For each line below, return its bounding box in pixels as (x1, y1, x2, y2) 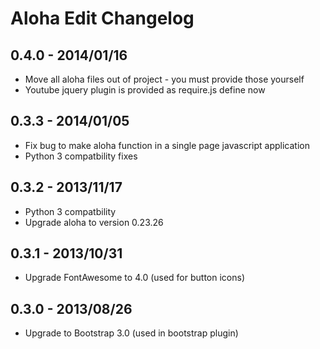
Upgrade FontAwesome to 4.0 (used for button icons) (24, 272, 245, 284)
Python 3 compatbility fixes (24, 150, 138, 162)
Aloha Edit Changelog (10, 7, 195, 30)
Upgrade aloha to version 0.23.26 (24, 216, 164, 228)
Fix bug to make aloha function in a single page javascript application (24, 139, 310, 151)
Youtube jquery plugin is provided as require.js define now (24, 84, 266, 96)
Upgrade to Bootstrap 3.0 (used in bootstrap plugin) (24, 327, 239, 339)
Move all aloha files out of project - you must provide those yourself (24, 73, 305, 85)
